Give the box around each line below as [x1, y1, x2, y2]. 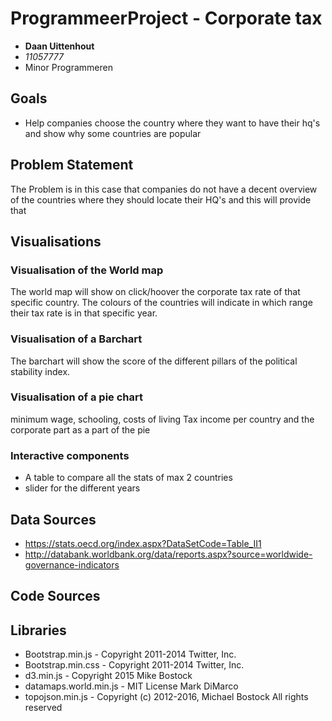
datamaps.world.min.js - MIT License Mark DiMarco [24, 680, 239, 692]
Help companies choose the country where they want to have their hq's [24, 117, 321, 129]
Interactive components [10, 448, 130, 462]
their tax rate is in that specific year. [10, 307, 158, 319]
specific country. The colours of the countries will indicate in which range [10, 297, 313, 309]
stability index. [10, 365, 71, 377]
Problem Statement [10, 157, 134, 174]
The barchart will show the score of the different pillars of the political [10, 355, 298, 367]
